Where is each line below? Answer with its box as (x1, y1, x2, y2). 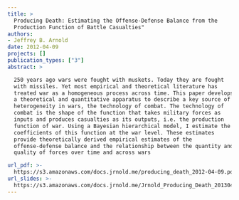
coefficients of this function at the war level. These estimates (14, 129, 215, 136)
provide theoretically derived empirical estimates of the (14, 136, 193, 143)
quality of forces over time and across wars (14, 149, 152, 157)
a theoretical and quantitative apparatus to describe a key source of (14, 96, 231, 103)
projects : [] (7, 51, 46, 58)
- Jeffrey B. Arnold (7, 37, 69, 44)
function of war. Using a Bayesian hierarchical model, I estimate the (14, 122, 231, 130)
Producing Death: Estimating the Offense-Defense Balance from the (14, 17, 218, 24)
